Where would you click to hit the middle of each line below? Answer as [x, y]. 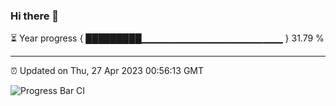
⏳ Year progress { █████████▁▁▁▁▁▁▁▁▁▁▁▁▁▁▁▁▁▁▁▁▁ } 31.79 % [167, 38]
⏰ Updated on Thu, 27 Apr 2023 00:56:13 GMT [107, 71]
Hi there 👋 [35, 16]
